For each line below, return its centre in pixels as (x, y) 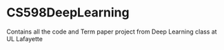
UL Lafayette (24, 38)
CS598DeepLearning (68, 13)
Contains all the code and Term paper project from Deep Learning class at (112, 32)
